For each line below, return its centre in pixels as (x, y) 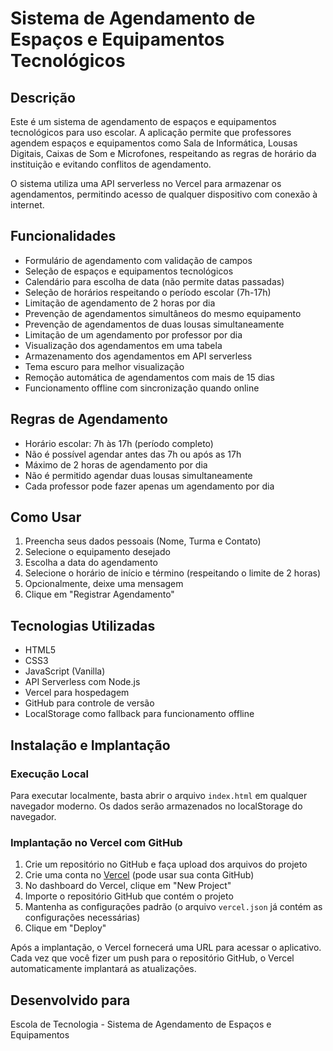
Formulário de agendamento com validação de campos (138, 260)
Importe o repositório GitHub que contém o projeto (129, 896)
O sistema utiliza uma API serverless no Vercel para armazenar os (146, 183)
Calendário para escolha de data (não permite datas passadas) (154, 281)
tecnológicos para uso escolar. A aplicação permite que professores (151, 132)
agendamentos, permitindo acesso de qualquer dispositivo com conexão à (164, 194)
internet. (27, 205)
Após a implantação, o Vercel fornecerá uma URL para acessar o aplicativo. (166, 948)
